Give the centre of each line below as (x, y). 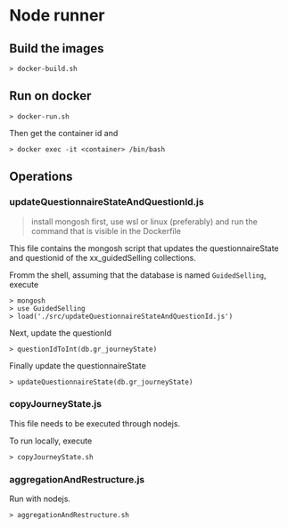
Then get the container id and (64, 133)
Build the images (57, 49)
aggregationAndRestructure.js (77, 479)
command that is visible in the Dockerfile (106, 231)
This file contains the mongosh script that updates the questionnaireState (144, 248)
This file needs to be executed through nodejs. (95, 423)
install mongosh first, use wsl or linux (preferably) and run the (144, 221)
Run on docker (50, 96)
